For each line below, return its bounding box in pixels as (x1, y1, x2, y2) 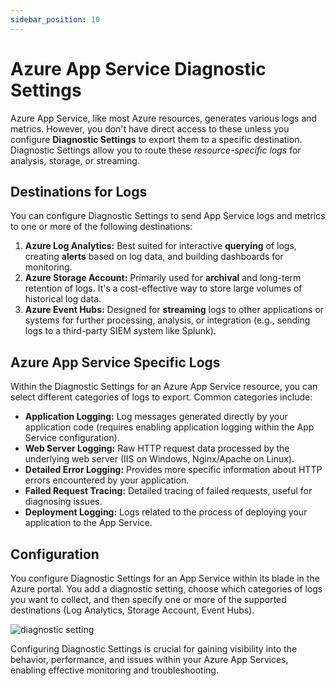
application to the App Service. (24, 517, 153, 529)
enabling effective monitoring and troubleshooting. (10, 664, 219, 676)
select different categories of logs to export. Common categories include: (10, 391, 313, 403)
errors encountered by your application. (24, 474, 190, 486)
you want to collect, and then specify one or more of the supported (10, 594, 287, 605)
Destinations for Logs (10, 183, 148, 200)
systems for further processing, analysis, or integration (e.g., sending (24, 314, 311, 326)
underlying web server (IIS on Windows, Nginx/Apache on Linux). (24, 453, 295, 465)
